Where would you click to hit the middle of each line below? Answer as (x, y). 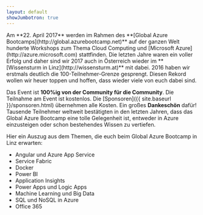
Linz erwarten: (24, 143)
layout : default (27, 12)
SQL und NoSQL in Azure (47, 200)
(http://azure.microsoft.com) (42, 54)
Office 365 (29, 206)
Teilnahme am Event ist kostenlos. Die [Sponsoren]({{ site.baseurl (89, 99)
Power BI (27, 174)
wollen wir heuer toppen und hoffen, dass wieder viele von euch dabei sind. (101, 80)
